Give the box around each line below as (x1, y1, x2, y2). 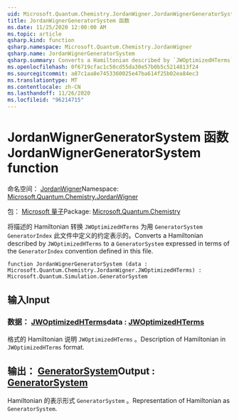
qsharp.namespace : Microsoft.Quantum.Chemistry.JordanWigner (7, 43, 193, 51)
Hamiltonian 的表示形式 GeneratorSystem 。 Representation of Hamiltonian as (7, 397, 230, 405)
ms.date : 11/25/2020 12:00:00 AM (7, 23, 107, 31)
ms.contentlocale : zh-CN (7, 83, 81, 90)
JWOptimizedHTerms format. (7, 342, 85, 351)
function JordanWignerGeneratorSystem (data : (7, 261, 148, 268)
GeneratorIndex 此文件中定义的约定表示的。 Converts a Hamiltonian (7, 231, 203, 239)
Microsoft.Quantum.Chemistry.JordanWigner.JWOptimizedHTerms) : (7, 266, 202, 274)
